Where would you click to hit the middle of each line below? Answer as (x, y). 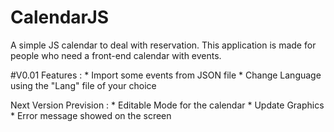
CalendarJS (60, 17)
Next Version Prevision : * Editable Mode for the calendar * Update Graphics (167, 105)
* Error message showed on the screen (91, 115)
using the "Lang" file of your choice (83, 85)
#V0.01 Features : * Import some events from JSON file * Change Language (166, 75)
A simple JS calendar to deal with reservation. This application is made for (163, 45)
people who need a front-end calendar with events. (116, 55)
